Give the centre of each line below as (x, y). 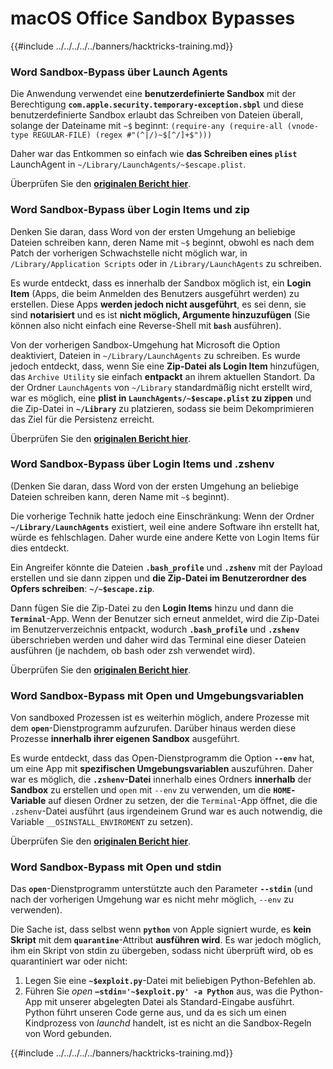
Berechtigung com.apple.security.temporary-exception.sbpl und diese (157, 104)
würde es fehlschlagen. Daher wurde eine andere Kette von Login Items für (165, 537)
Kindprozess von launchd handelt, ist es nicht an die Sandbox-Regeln (168, 1023)
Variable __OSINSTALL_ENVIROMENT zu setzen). (102, 822)
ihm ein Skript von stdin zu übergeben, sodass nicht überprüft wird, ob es (162, 951)
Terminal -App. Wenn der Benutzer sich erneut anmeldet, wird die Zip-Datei (165, 618)
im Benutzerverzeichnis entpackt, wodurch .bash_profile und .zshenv (155, 629)
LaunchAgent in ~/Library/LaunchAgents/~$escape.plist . (128, 164)
